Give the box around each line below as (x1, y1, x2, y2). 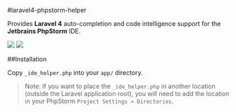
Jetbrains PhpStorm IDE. (7, 27, 81, 35)
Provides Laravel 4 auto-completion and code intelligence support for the (7, 20, 221, 27)
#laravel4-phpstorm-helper (7, 6, 87, 14)
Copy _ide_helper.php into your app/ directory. (7, 69, 143, 76)
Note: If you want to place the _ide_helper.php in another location (24, 82, 216, 90)
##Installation (7, 55, 47, 63)
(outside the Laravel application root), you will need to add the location (24, 90, 230, 97)
